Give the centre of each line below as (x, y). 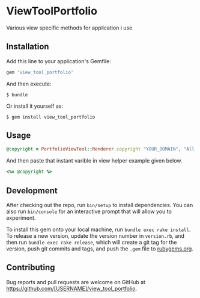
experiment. (21, 218)
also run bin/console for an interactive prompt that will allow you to (89, 211)
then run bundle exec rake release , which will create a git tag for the (92, 242)
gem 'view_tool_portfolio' (40, 72)
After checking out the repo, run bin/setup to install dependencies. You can (100, 205)
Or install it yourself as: (35, 106)
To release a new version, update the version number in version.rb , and (95, 236)
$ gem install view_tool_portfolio (51, 117)
